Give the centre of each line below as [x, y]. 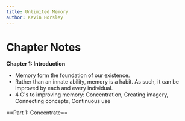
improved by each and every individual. [64, 88]
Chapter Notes [44, 47]
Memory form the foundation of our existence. [72, 75]
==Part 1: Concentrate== [37, 113]
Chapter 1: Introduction [36, 64]
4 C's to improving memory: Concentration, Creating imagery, [92, 95]
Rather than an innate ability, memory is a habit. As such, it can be [97, 82]
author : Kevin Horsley [35, 17]
